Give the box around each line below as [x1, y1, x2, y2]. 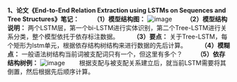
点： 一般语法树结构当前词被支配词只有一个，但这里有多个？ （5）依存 [7, 50, 226, 58]
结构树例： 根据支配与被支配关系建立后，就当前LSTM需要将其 [7, 59, 226, 67]
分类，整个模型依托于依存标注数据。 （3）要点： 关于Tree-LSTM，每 [13, 32, 228, 41]
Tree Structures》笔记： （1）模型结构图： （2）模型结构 [7, 15, 228, 23]
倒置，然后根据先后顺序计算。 [7, 67, 94, 76]
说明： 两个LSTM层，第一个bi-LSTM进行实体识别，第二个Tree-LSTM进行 [7, 24, 221, 32]
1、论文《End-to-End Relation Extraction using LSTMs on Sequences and [7, 6, 226, 14]
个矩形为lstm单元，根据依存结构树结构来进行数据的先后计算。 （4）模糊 [7, 41, 231, 49]
